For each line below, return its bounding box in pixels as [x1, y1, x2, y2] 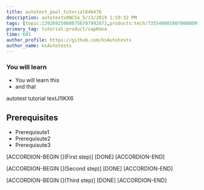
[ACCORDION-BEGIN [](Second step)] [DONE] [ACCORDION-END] [6, 165, 173, 172]
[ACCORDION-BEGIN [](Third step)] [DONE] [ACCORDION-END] [6, 177, 167, 184]
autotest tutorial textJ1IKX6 [6, 95, 74, 102]
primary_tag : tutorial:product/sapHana [6, 25, 107, 32]
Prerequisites [6, 112, 58, 123]
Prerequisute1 [15, 128, 50, 135]
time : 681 [6, 32, 32, 38]
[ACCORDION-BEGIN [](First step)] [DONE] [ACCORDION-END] [6, 153, 165, 160]
